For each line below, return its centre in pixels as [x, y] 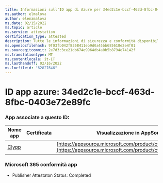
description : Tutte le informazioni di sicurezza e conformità [70, 41]
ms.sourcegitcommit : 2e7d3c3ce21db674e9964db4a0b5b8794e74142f [70, 50]
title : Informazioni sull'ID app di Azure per [53, 9]
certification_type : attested [36, 37]
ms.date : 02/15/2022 [26, 23]
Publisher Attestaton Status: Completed [51, 175]
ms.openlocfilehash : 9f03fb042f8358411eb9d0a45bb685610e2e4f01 [70, 46]
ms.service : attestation [30, 32]
